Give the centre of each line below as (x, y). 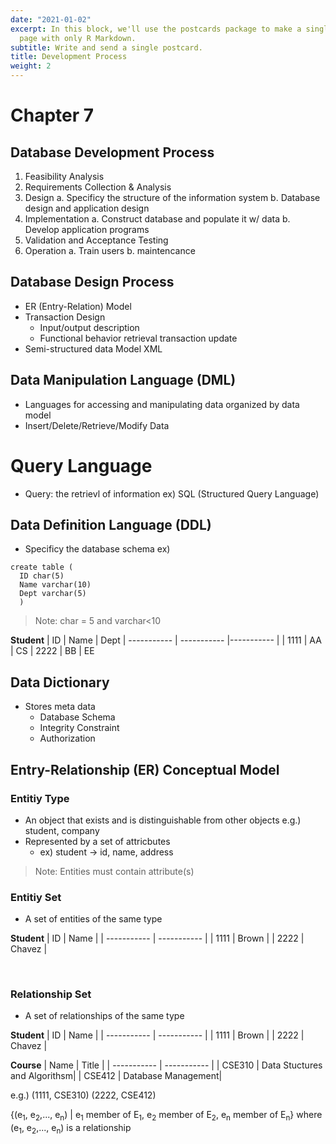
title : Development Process (69, 57)
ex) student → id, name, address (106, 852)
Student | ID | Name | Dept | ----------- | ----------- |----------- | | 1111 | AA (166, 640)
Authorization (67, 738)
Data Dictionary (60, 682)
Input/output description (89, 327)
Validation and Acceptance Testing (96, 240)
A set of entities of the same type (93, 919)
